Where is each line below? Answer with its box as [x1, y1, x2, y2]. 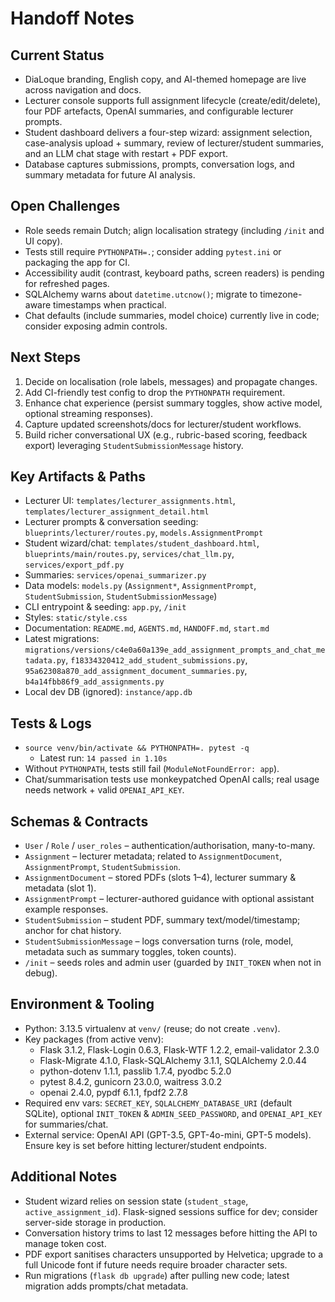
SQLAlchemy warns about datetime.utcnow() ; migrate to [24, 288, 258, 300]
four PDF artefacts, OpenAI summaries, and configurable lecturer [24, 105, 294, 117]
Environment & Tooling [10, 996, 155, 1013]
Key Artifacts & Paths [10, 468, 146, 486]
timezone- [259, 288, 303, 300]
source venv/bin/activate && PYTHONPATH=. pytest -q [24, 743, 250, 754]
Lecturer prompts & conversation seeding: [24, 516, 199, 528]
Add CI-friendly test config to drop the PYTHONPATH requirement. [24, 386, 286, 398]
